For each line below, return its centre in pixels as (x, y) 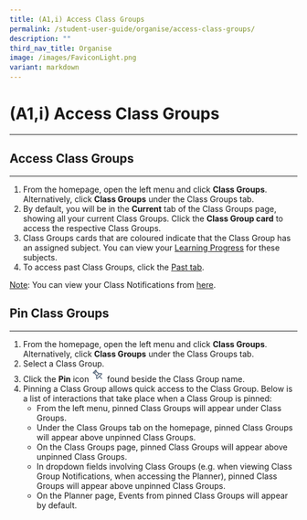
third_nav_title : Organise (61, 48)
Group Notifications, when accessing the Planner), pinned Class (157, 476)
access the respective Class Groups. (92, 228)
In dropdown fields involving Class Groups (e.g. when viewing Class (164, 466)
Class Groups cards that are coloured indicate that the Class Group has (157, 238)
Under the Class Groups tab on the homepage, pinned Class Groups (164, 427)
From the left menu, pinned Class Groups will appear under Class (159, 408)
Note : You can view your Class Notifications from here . (113, 284)
